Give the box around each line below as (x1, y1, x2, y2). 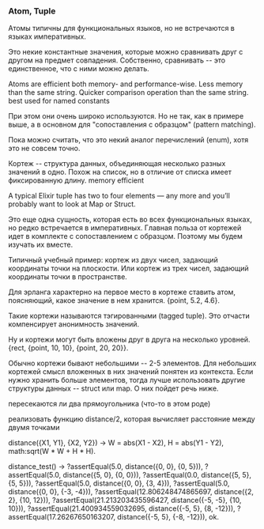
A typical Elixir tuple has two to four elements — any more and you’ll (8, 191, 231, 201)
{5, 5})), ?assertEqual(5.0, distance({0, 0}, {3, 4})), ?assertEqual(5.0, (8, 478, 230, 488)
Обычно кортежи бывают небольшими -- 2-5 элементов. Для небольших (8, 358, 257, 368)
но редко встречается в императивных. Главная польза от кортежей (8, 223, 242, 232)
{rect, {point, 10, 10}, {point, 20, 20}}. (8, 343, 129, 353)
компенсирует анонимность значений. (8, 319, 140, 329)
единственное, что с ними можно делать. (8, 64, 150, 74)
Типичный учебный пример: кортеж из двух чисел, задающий (8, 255, 219, 265)
